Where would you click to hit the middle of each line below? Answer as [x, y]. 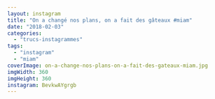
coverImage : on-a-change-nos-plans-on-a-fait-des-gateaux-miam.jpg [108, 66]
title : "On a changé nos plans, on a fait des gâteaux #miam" [100, 20]
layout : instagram [34, 14]
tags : [15, 46]
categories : [25, 33]
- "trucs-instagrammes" [48, 40]
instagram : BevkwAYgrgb [42, 85]
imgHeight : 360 [29, 78]
